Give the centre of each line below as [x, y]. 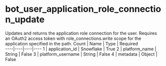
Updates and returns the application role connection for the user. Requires [81, 33]
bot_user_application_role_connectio [83, 9]
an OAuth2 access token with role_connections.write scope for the [73, 38]
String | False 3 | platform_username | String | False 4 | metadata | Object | [81, 54]
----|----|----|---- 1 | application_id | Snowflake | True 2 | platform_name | [81, 49]
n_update [25, 19]
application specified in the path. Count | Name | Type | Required [72, 43]
